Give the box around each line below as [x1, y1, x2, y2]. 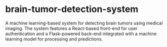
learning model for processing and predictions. [5, 36, 103, 42]
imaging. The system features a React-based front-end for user [5, 25, 138, 31]
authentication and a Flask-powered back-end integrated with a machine [5, 30, 157, 36]
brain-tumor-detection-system [5, 3, 139, 15]
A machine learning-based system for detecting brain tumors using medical [5, 20, 163, 26]
